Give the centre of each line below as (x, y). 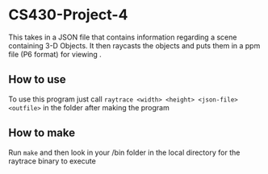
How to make (42, 133)
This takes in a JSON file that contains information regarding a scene (123, 37)
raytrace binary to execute (52, 161)
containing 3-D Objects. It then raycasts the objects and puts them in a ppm (134, 45)
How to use (37, 79)
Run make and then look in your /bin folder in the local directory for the (124, 152)
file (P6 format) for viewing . (55, 54)
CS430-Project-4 (68, 15)
